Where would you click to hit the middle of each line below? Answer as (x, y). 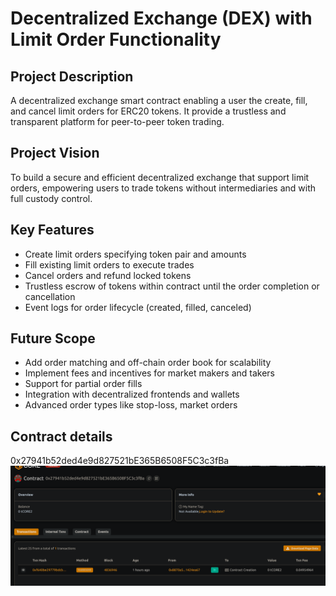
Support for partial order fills (83, 384)
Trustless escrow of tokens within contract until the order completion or (172, 286)
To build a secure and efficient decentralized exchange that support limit (160, 177)
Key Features (52, 230)
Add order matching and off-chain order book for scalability (148, 363)
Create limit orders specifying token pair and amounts (135, 254)
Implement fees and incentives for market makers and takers (150, 373)
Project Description (72, 76)
